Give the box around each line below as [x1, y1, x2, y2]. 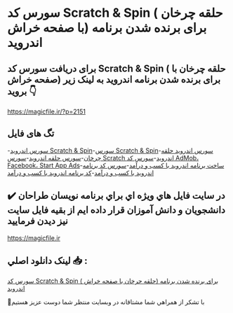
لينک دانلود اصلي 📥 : [7, 255, 88, 267]
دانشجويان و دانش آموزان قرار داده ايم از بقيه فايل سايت [7, 204, 226, 216]
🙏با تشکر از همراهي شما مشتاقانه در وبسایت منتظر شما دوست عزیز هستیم [7, 298, 205, 306]
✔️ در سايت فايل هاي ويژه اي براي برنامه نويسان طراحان [7, 190, 226, 202]
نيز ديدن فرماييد [7, 215, 68, 227]
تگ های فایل [7, 127, 55, 139]
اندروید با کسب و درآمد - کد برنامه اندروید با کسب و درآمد [7, 168, 154, 176]
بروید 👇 [7, 85, 37, 97]
